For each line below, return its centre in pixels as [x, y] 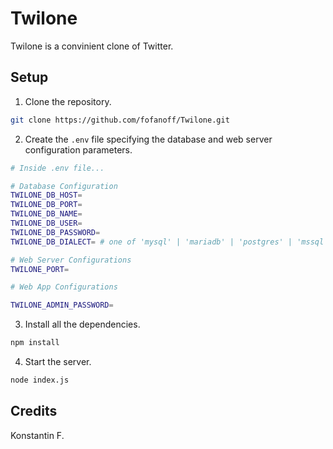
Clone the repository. [68, 101]
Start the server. [58, 361]
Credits [34, 411]
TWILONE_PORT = [40, 269]
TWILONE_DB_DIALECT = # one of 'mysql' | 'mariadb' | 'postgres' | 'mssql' [169, 242]
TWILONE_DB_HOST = [46, 195]
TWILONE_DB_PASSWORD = [55, 232]
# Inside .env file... [57, 168]
